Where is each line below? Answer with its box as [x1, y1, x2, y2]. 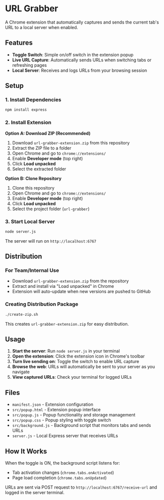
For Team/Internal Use [5, 267, 60, 274]
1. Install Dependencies [5, 96, 62, 103]
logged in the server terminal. [5, 490, 65, 496]
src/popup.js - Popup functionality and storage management [12, 412, 136, 418]
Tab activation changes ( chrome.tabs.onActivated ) [12, 470, 114, 475]
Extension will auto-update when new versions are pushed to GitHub [12, 288, 151, 295]
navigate [12, 369, 30, 375]
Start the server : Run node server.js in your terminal [12, 348, 120, 354]
